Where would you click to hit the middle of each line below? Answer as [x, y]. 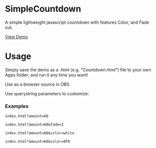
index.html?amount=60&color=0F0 [37, 142]
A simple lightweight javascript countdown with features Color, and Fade [77, 22]
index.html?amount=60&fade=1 [34, 125]
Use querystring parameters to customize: [47, 93]
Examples [17, 106]
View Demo [16, 37]
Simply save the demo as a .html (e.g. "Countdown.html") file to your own [78, 70]
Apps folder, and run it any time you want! [47, 75]
